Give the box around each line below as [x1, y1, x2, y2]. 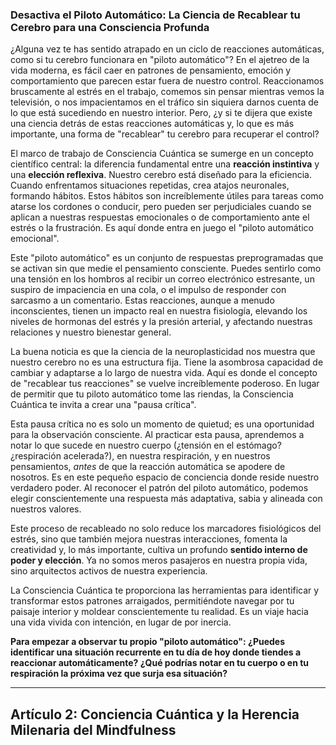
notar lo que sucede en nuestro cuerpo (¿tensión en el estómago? [10, 439, 282, 452]
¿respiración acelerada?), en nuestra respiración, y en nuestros [10, 450, 271, 462]
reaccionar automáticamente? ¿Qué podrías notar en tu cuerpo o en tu [10, 657, 310, 669]
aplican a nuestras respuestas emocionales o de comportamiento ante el [10, 211, 310, 223]
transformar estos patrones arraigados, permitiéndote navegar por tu [10, 595, 295, 607]
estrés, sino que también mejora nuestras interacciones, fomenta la [10, 533, 288, 545]
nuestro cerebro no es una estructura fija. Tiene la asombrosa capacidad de [10, 356, 324, 368]
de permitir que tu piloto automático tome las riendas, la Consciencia [10, 388, 294, 400]
